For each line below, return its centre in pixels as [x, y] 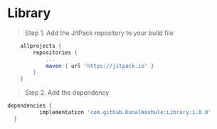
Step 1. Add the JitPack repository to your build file [99, 33]
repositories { [55, 52]
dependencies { [30, 106]
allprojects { [41, 46]
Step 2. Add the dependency [67, 93]
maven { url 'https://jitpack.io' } [100, 66]
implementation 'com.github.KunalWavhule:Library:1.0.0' [125, 113]
